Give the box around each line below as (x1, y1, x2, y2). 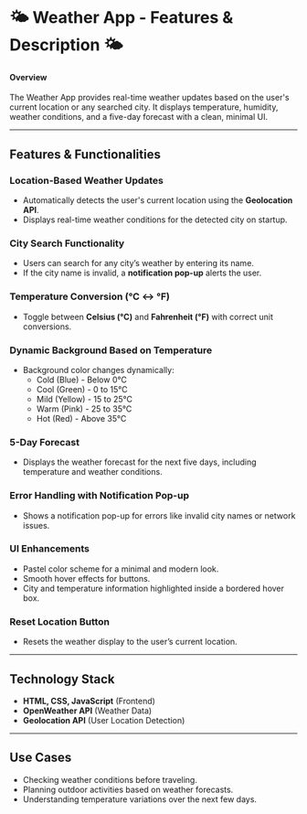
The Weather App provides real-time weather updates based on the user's (9, 92, 290, 103)
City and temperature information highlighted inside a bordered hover (22, 583, 285, 594)
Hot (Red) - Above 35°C (36, 412, 127, 423)
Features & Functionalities (9, 146, 162, 162)
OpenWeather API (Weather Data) (22, 705, 153, 716)
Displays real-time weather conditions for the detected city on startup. (22, 214, 288, 225)
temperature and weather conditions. (22, 466, 163, 477)
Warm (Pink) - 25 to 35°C (36, 403, 132, 414)
